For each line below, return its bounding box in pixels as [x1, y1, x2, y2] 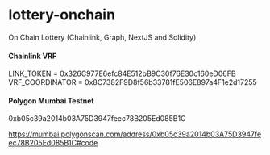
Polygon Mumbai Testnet [8, 95, 94, 106]
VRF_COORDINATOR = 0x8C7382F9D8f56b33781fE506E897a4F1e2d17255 [8, 77, 258, 87]
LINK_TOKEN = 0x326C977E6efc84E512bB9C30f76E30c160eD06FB [8, 69, 236, 78]
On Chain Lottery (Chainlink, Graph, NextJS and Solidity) [8, 32, 197, 42]
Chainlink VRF [8, 51, 57, 61]
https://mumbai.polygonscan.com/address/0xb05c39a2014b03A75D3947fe [8, 129, 262, 139]
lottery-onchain [8, 6, 115, 24]
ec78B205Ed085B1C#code [8, 138, 98, 148]
